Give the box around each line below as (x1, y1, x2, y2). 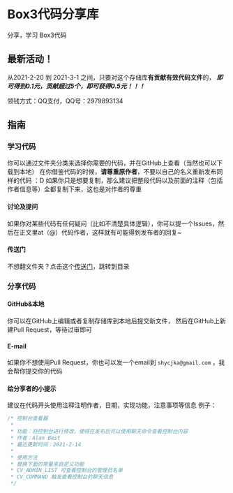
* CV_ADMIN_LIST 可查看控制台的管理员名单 (10, 467, 123, 474)
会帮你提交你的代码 (7, 367, 63, 376)
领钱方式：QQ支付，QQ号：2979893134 (7, 96, 123, 105)
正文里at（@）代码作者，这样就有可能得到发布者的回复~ (19, 228, 182, 236)
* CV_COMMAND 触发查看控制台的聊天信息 (10, 473, 114, 480)
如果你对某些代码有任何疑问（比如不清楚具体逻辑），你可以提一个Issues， (7, 219, 218, 228)
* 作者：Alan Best (10, 434, 61, 441)
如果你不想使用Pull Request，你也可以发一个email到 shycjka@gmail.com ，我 (7, 358, 225, 367)
